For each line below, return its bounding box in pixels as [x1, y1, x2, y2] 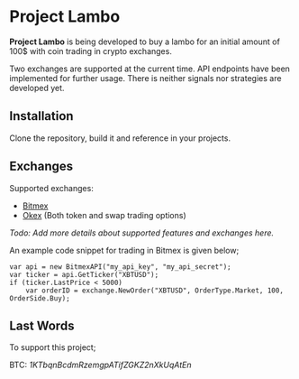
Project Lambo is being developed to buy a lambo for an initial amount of [9, 36, 281, 47]
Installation [9, 108, 74, 124]
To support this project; [9, 342, 96, 353]
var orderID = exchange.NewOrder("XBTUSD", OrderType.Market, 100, [25, 286, 284, 295]
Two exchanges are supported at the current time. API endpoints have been [9, 63, 291, 74]
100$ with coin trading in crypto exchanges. [9, 45, 173, 56]
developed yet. [9, 82, 65, 93]
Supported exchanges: [9, 182, 95, 193]
